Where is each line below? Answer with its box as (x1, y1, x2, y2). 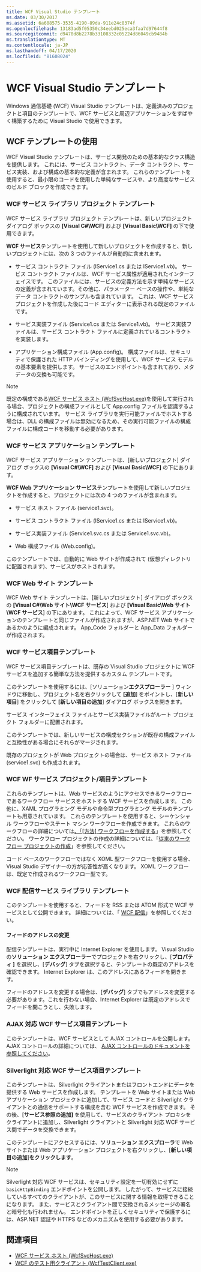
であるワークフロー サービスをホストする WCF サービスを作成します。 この (6, 797, 192, 805)
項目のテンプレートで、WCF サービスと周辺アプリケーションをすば (22, 109, 188, 117)
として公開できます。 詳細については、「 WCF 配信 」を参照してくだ (22, 909, 187, 916)
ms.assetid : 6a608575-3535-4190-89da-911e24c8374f (6, 20, 136, 26)
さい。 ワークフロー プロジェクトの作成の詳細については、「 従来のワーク (11, 835, 191, 842)
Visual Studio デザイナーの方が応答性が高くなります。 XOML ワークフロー (6, 862, 189, 870)
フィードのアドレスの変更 (6, 931, 70, 938)
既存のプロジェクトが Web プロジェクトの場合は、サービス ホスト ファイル (6, 751, 192, 758)
